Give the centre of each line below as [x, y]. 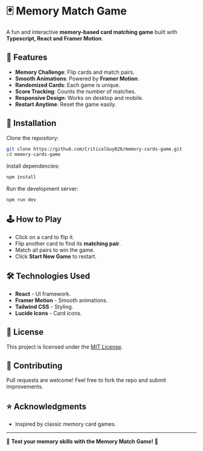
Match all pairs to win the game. [55, 250]
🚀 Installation [31, 123]
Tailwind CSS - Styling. [44, 306]
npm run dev [21, 200]
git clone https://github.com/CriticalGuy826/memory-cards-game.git [94, 149]
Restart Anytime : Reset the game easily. [66, 104]
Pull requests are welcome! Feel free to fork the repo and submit [86, 380]
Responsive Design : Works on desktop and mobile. [79, 97]
